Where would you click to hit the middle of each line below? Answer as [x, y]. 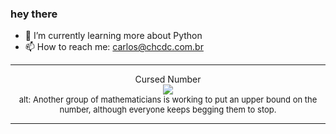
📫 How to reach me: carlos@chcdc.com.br [114, 47]
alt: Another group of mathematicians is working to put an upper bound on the [168, 100]
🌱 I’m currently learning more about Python [113, 36]
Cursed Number [168, 79]
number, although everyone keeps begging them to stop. [168, 110]
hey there [34, 14]
